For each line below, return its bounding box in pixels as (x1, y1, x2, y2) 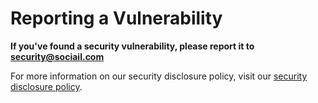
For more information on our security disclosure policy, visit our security (10, 70, 308, 82)
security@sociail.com (10, 50, 105, 62)
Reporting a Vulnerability (10, 7, 223, 30)
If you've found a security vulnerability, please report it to (10, 40, 255, 52)
